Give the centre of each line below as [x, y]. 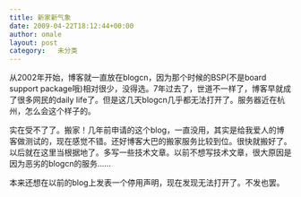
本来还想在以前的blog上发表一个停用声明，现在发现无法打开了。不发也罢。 [147, 183]
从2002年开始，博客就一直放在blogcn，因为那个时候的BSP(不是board [138, 78]
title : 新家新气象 [40, 17]
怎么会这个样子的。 [60, 111]
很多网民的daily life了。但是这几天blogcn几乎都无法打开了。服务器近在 [147, 100]
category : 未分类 [43, 51]
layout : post [34, 43]
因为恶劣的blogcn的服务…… [60, 164]
